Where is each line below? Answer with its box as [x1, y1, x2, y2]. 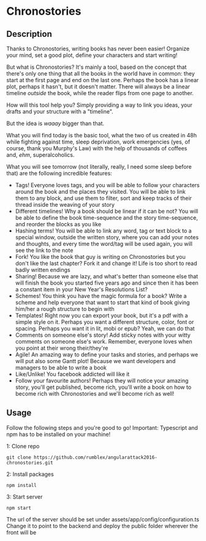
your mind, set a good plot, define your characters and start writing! [6, 52, 178, 59]
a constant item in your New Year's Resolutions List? [15, 286, 148, 293]
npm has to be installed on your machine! [6, 431, 111, 438]
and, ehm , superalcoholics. [6, 152, 75, 158]
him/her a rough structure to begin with [15, 305, 115, 312]
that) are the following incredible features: [6, 170, 112, 177]
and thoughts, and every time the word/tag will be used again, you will [15, 240, 193, 247]
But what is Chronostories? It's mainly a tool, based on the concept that [6, 63, 187, 71]
